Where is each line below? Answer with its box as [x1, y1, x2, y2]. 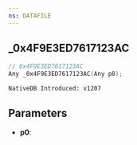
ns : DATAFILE [8, 11, 52, 20]
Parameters [8, 106, 68, 120]
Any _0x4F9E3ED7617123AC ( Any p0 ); [8, 70, 123, 79]
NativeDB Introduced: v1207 [8, 85, 102, 93]
